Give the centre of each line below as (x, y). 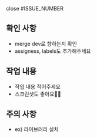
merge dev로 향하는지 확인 (46, 43)
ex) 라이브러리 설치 (36, 129)
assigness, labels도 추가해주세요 (53, 51)
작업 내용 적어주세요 (37, 86)
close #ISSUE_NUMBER (35, 9)
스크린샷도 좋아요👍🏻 (38, 94)
